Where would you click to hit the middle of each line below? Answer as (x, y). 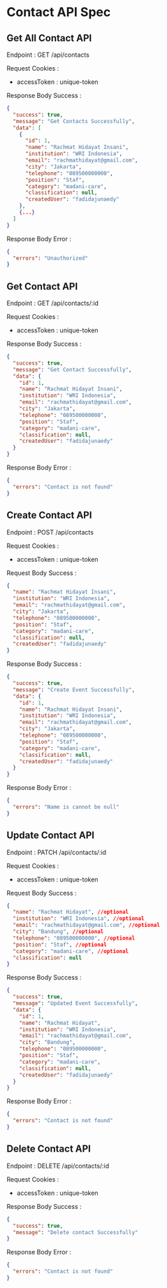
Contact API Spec (59, 12)
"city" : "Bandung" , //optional (58, 932)
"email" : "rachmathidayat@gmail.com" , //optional (86, 925)
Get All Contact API (49, 38)
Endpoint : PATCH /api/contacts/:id (56, 852)
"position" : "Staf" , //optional (60, 944)
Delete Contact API (49, 1149)
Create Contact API (49, 515)
